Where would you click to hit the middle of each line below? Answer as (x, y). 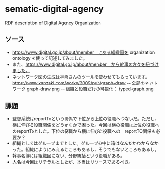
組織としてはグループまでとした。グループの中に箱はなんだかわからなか (85, 143)
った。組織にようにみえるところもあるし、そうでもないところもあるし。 (85, 149)
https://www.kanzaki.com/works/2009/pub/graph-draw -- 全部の (79, 83)
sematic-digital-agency (55, 9)
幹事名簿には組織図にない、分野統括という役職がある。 (68, 155)
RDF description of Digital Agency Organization (53, 23)
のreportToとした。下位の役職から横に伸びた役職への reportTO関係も (84, 131)
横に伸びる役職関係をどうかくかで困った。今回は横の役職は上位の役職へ (85, 125)
